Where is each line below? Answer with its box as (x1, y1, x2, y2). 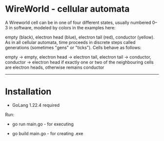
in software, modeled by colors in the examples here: (9, 24, 116, 30)
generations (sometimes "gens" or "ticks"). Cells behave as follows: (5, 44, 142, 50)
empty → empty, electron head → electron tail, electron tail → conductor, (5, 54, 151, 60)
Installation (5, 86, 52, 97)
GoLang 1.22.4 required (12, 102, 60, 108)
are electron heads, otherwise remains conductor (5, 64, 104, 70)
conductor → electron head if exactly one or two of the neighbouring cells (5, 59, 154, 65)
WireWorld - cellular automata (5, 3, 130, 15)
